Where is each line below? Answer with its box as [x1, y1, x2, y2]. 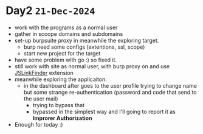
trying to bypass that [32, 101, 85, 108]
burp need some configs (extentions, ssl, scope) [23, 43, 145, 51]
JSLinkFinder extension [14, 69, 74, 76]
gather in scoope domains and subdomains [14, 30, 123, 37]
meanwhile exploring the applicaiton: [14, 76, 107, 83]
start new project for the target [23, 49, 101, 57]
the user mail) [23, 95, 58, 102]
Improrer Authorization [32, 114, 92, 122]
